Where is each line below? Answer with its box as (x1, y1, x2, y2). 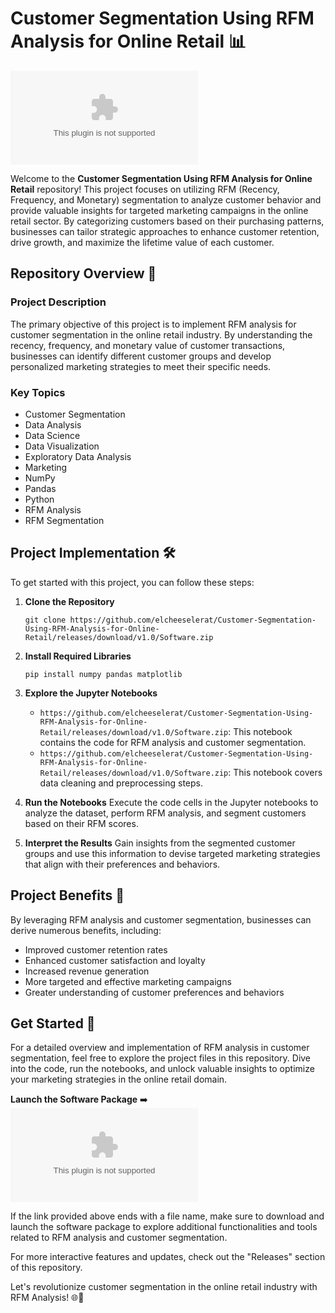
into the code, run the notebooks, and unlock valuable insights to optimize (10, 1063, 315, 1075)
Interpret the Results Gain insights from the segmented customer (24, 837, 296, 849)
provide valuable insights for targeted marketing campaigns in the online (10, 204, 309, 216)
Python (24, 493, 55, 505)
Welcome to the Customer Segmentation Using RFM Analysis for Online (10, 172, 313, 184)
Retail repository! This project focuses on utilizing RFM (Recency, (10, 183, 280, 195)
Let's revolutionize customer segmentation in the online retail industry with (10, 1281, 318, 1293)
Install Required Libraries (24, 650, 132, 662)
